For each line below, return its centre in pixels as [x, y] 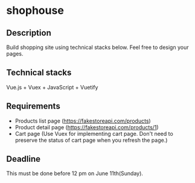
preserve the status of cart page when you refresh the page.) [91, 140]
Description [29, 33]
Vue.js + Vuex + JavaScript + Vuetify [52, 87]
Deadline [24, 159]
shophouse [35, 11]
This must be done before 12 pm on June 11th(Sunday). [75, 173]
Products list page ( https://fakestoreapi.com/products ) [83, 121]
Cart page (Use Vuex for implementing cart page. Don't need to [94, 133]
